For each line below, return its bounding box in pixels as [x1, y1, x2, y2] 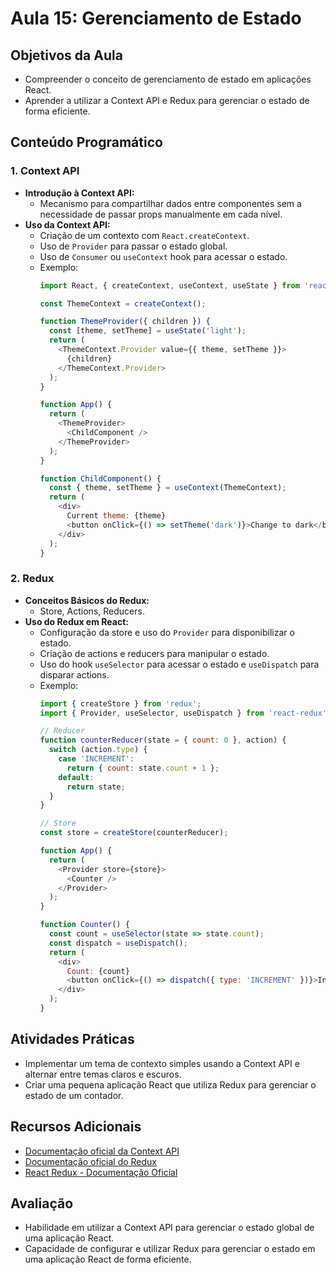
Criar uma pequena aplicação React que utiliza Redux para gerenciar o [24, 1078, 317, 1091]
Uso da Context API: [24, 218, 111, 231]
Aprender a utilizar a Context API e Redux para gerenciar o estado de [24, 95, 310, 106]
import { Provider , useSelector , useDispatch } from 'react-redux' [39, 708, 327, 718]
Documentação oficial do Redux [24, 1155, 158, 1167]
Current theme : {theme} [66, 511, 167, 521]
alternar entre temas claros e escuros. [24, 1068, 182, 1080]
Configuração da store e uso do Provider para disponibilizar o [39, 626, 295, 638]
